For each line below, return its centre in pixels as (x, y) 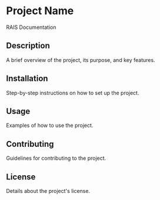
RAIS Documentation (31, 27)
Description (28, 46)
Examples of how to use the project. (50, 126)
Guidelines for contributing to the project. (56, 158)
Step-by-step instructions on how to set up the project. (73, 93)
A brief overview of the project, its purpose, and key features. (81, 60)
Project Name (40, 11)
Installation (27, 79)
